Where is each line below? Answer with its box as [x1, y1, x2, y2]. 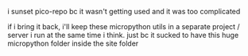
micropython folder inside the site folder [7, 39, 139, 48]
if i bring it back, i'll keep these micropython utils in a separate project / [7, 22, 240, 31]
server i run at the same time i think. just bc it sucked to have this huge [7, 31, 239, 39]
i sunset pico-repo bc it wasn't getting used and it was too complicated [7, 7, 241, 16]
